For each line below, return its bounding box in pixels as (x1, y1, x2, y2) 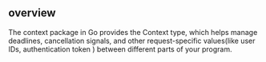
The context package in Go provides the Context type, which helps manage (8, 27, 258, 37)
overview (8, 6, 56, 20)
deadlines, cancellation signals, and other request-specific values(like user (8, 36, 256, 45)
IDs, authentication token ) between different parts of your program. (8, 44, 232, 54)
